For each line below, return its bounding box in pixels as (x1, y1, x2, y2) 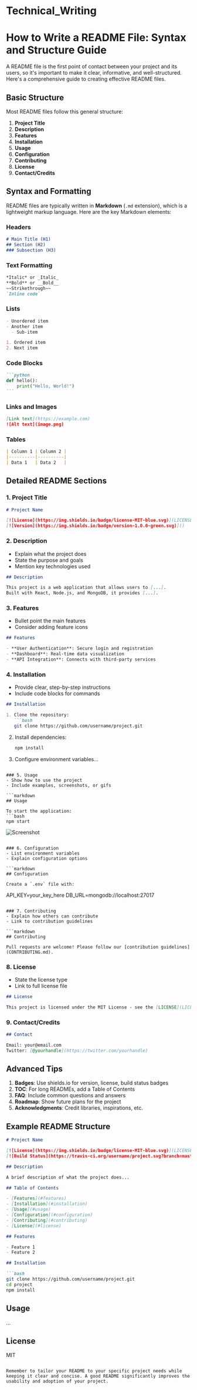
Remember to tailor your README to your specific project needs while (6, 1368, 182, 1374)
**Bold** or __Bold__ (6, 280, 59, 286)
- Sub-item (11, 329, 38, 335)
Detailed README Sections (6, 476, 107, 486)
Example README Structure (6, 1121, 111, 1131)
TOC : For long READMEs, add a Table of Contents (14, 1086, 135, 1093)
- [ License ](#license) (6, 1222, 62, 1229)
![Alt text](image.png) (6, 421, 64, 427)
